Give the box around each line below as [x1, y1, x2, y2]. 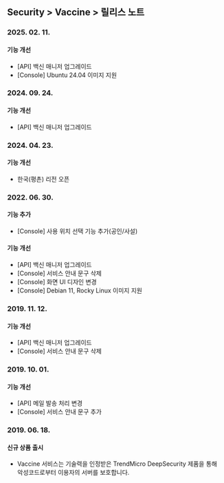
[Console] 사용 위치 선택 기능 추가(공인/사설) [16, 226, 138, 235]
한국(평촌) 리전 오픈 [16, 175, 70, 183]
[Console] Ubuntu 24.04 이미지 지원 [16, 71, 117, 79]
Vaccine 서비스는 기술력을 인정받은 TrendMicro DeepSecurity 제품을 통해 [16, 460, 218, 468]
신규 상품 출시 [7, 443, 43, 451]
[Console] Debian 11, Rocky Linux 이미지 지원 [16, 286, 143, 294]
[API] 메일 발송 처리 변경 [16, 399, 83, 407]
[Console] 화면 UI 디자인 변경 [16, 278, 98, 286]
